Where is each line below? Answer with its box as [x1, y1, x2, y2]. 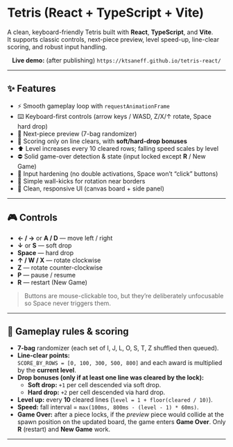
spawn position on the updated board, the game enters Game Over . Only [17, 418, 226, 426]
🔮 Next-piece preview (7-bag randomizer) [17, 129, 137, 138]
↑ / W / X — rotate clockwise [17, 256, 101, 264]
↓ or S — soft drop [17, 241, 72, 250]
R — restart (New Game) [17, 278, 88, 286]
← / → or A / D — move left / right [17, 234, 113, 242]
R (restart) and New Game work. [17, 425, 111, 434]
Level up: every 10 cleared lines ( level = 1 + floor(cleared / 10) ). [17, 396, 213, 404]
